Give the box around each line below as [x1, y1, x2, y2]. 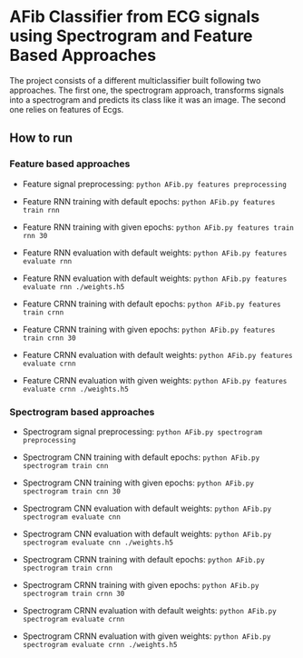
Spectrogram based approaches [9, 405, 155, 418]
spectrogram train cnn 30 [22, 486, 121, 496]
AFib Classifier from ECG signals [9, 6, 260, 27]
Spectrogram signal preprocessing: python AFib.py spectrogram [22, 425, 263, 437]
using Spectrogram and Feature [9, 25, 253, 46]
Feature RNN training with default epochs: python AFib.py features [22, 195, 276, 206]
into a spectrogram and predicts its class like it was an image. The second [9, 94, 286, 105]
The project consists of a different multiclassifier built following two [9, 75, 261, 85]
